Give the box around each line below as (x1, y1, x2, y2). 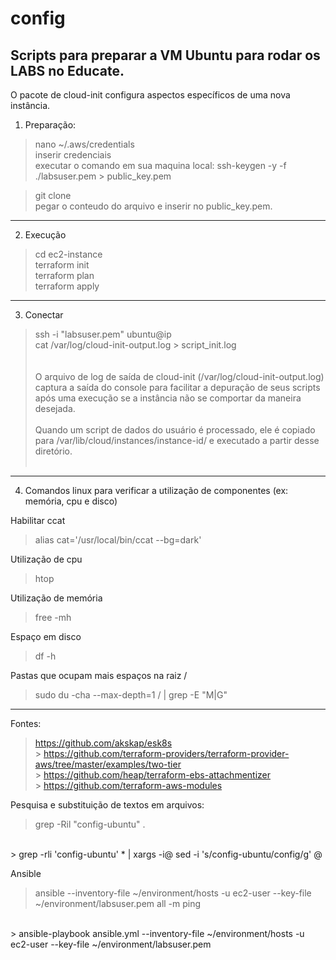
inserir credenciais (34, 149, 112, 161)
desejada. (34, 403, 76, 414)
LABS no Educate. (10, 62, 125, 79)
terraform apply (34, 280, 100, 292)
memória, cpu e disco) (24, 495, 118, 507)
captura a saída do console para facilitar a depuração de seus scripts (34, 382, 321, 393)
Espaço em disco (10, 631, 82, 642)
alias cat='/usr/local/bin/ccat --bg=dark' (34, 534, 202, 546)
